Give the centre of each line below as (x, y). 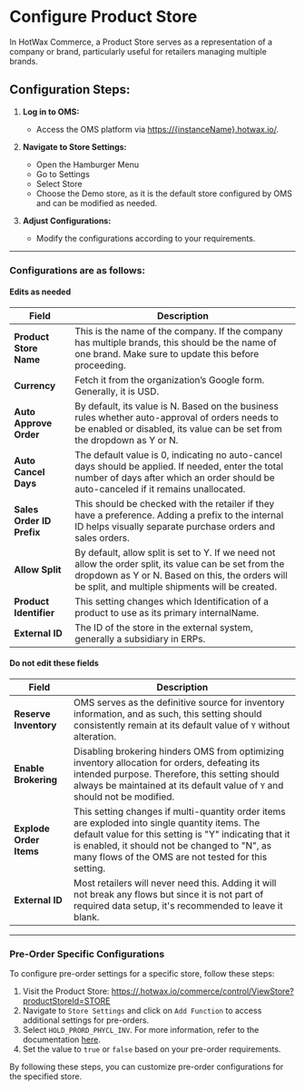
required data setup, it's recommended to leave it (178, 906)
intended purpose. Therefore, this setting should (177, 774)
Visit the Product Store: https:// (80, 991)
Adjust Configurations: (67, 221)
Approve (33, 422)
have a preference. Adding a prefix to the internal (179, 515)
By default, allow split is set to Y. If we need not (175, 552)
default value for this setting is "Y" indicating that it (182, 835)
